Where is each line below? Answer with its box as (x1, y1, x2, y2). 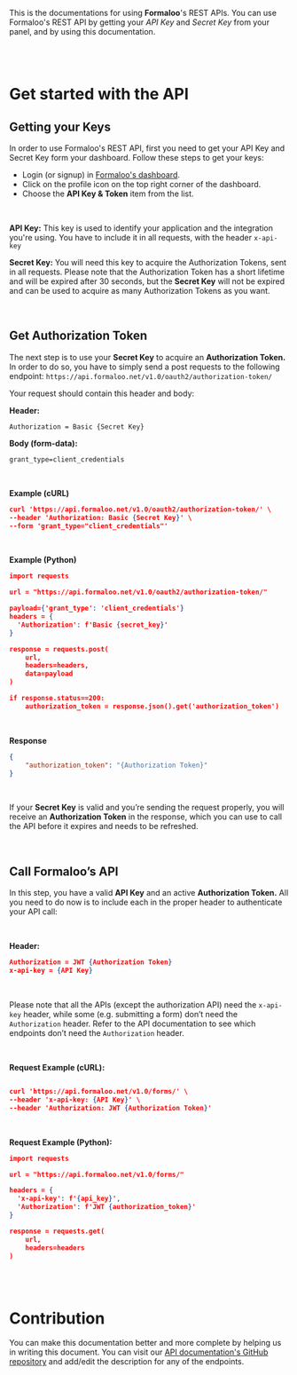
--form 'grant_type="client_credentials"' (9, 521, 168, 531)
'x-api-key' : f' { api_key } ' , (17, 1194, 121, 1204)
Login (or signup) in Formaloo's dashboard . (21, 170, 180, 180)
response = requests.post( (9, 644, 109, 653)
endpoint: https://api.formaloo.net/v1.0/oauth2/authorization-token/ (9, 370, 273, 381)
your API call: (9, 906, 58, 917)
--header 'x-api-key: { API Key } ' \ (9, 1095, 141, 1104)
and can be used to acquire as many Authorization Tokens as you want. (9, 286, 270, 296)
